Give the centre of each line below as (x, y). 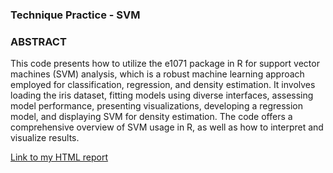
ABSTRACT (38, 41)
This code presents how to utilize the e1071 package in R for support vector (165, 64)
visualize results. (45, 138)
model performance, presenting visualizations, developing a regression (157, 106)
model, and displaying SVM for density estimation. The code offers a (151, 117)
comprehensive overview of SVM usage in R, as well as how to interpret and (167, 127)
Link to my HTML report (59, 157)
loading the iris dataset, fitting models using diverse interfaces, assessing (162, 95)
